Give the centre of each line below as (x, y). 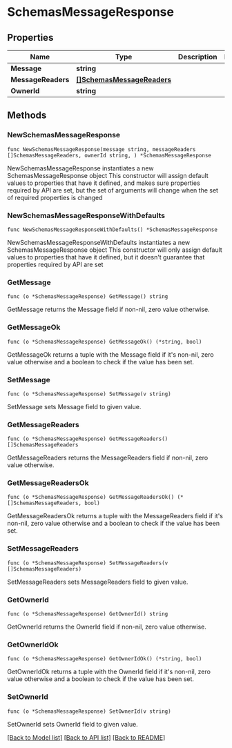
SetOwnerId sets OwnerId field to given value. (72, 724)
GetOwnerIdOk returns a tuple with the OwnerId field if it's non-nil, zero (109, 672)
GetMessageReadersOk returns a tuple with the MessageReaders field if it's (115, 516)
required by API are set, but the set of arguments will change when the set (113, 190)
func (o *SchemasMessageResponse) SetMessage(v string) (89, 394)
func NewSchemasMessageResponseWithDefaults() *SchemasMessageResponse (112, 229)
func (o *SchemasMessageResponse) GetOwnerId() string (88, 614)
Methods (27, 116)
